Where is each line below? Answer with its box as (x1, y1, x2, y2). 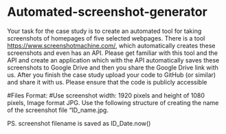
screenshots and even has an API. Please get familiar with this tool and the (7, 49, 218, 57)
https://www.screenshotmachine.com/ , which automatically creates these (7, 41, 216, 49)
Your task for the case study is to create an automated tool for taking (7, 27, 202, 35)
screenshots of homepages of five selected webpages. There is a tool (7, 34, 205, 42)
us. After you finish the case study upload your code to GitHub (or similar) (7, 70, 216, 79)
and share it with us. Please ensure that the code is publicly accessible (7, 78, 207, 86)
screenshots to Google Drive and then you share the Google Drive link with (7, 63, 218, 71)
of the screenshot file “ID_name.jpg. (7, 106, 109, 114)
